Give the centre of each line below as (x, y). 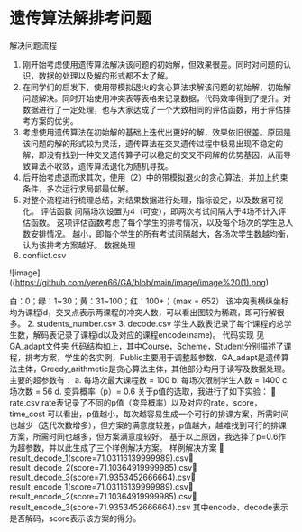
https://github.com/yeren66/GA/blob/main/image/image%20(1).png (140, 282)
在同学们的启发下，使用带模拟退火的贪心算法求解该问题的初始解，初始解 (156, 87)
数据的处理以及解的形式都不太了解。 (105, 75)
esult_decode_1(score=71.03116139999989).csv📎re (101, 458)
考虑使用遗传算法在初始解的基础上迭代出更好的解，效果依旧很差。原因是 (156, 132)
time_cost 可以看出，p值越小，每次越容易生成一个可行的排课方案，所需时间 (149, 414)
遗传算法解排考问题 (81, 19)
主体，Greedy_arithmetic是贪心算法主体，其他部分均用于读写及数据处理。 (153, 369)
